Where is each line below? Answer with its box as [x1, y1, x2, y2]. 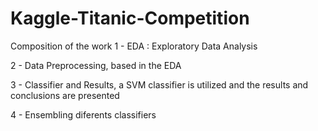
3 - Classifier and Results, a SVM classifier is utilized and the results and [10, 78, 309, 91]
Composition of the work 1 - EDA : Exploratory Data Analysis [10, 40, 258, 52]
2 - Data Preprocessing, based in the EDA [10, 59, 182, 71]
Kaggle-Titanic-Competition [10, 7, 250, 30]
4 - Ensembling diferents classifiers [10, 108, 157, 121]
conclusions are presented [10, 89, 120, 101]
